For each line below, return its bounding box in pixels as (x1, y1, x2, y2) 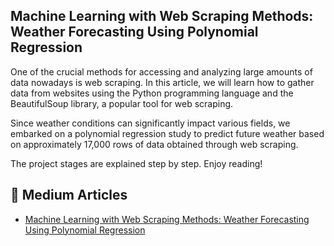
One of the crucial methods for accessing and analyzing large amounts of (10, 65, 313, 78)
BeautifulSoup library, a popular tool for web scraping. (10, 97, 234, 109)
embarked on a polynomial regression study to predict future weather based (10, 127, 325, 139)
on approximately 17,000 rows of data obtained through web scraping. (10, 138, 299, 150)
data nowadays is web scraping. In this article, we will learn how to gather (10, 76, 315, 88)
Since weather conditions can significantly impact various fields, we (10, 117, 291, 129)
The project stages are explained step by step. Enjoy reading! (10, 157, 263, 169)
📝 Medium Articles (10, 187, 128, 204)
